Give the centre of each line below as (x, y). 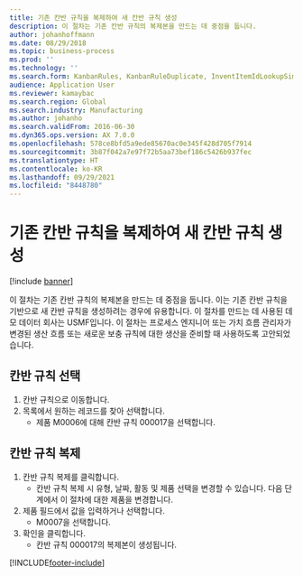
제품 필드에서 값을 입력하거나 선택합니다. (93, 510)
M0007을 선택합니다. (73, 522)
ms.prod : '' (32, 60)
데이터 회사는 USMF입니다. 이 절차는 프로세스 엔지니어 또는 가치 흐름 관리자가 (155, 322)
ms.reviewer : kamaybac (52, 93)
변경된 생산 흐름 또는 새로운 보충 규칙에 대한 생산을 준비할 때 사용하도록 (134, 334)
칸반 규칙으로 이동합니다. (66, 399)
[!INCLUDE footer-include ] (57, 562)
